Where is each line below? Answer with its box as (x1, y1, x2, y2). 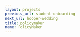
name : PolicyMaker (5, 25, 42, 30)
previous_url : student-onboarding (5, 12, 76, 16)
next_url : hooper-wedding (5, 16, 58, 21)
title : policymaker (5, 20, 45, 25)
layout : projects (5, 7, 40, 12)
